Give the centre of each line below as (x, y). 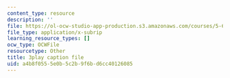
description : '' (30, 20)
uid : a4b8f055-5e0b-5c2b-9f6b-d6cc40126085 (70, 64)
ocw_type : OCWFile (33, 45)
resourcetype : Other (37, 52)
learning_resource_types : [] (49, 39)
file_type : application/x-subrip (55, 32)
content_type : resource (41, 13)
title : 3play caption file (46, 58)
